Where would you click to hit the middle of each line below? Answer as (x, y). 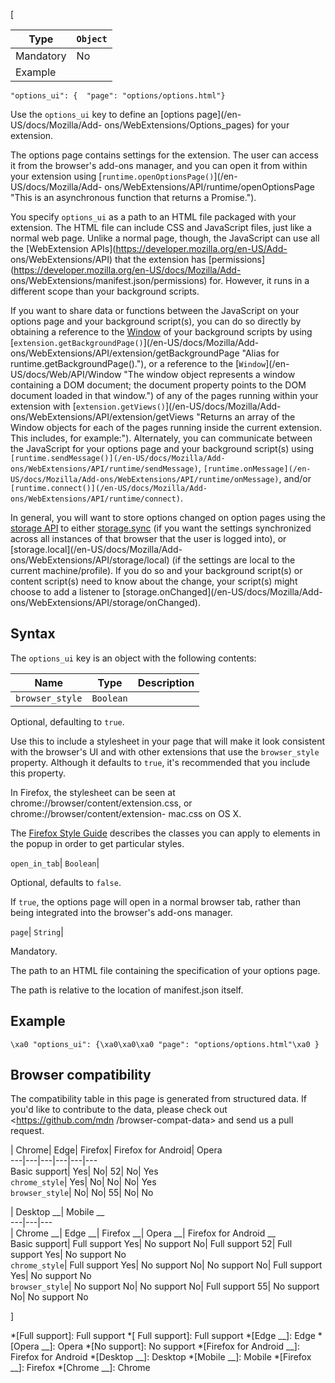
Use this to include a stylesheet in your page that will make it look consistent (168, 741)
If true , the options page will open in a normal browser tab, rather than (155, 901)
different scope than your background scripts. (105, 291)
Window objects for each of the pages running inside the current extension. (166, 427)
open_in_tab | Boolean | (55, 863)
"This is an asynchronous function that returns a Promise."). (133, 197)
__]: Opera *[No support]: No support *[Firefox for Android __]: (170, 1346)
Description (166, 682)
